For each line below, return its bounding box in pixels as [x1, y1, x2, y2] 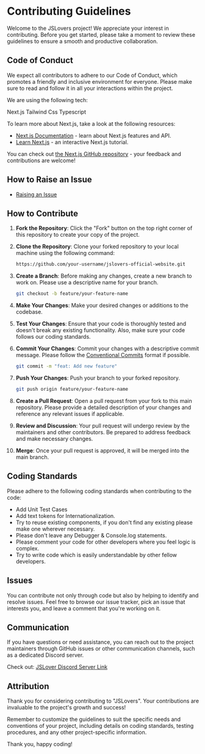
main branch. [15, 453, 49, 460]
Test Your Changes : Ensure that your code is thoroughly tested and [15, 320, 187, 328]
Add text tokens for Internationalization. [15, 512, 115, 519]
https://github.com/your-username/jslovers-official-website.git [15, 261, 185, 267]
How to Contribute [7, 208, 79, 218]
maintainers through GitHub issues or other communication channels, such [7, 645, 195, 652]
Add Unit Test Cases [15, 506, 68, 513]
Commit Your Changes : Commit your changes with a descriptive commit [15, 345, 199, 352]
